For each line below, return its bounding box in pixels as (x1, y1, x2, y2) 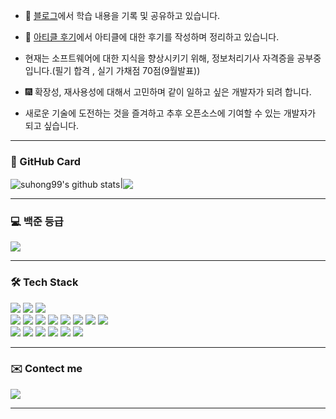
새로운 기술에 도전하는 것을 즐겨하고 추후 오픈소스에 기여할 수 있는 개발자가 (24, 107, 317, 119)
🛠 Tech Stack (10, 275, 79, 289)
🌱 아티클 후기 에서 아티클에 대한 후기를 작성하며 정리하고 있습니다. (24, 31, 280, 43)
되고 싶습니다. (24, 120, 80, 131)
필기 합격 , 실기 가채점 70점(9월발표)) (54, 65, 201, 76)
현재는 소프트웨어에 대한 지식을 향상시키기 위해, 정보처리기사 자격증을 (24, 52, 295, 64)
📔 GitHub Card (10, 154, 82, 168)
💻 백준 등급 (10, 214, 64, 228)
